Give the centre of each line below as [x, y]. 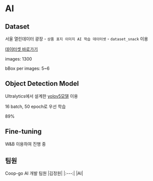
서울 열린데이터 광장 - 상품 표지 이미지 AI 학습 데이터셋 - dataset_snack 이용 [76, 39]
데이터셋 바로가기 [22, 49]
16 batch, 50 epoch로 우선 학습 [35, 106]
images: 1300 [19, 59]
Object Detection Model [42, 84]
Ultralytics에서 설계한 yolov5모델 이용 [42, 96]
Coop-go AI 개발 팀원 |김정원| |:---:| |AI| [44, 173]
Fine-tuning [23, 131]
